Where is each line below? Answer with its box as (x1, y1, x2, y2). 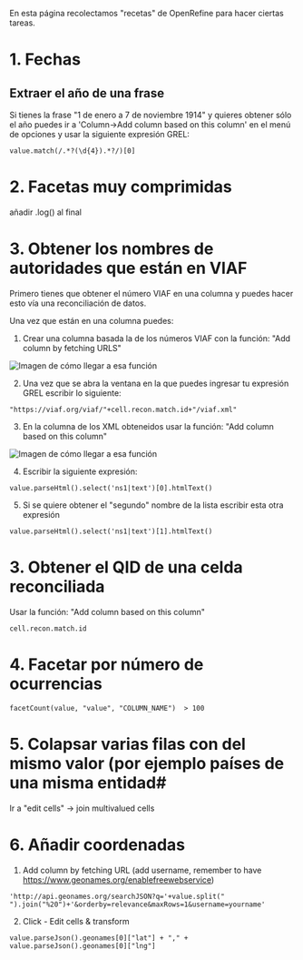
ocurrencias (9, 673, 103, 694)
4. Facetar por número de (9, 654, 204, 674)
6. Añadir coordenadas (9, 834, 186, 854)
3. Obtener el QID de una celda (9, 557, 243, 578)
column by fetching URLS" (22, 342, 122, 353)
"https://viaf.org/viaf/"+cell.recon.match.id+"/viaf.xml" (9, 405, 238, 414)
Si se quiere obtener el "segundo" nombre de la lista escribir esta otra (22, 500, 284, 510)
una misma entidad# (9, 773, 167, 793)
